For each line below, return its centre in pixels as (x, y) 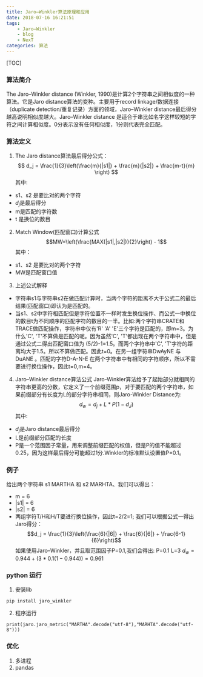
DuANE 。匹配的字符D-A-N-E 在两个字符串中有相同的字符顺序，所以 (100, 359)
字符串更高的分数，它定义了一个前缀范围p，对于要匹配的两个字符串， (102, 387)
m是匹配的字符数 (36, 212)
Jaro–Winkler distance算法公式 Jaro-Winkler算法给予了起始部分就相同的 (105, 379)
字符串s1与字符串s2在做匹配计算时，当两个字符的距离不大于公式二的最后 (105, 298)
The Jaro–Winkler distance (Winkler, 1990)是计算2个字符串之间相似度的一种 (101, 94)
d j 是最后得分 (31, 204)
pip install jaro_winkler (39, 601)
